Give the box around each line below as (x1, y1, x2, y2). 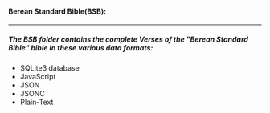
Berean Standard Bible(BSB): (8, 6, 107, 16)
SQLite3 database (19, 63, 80, 73)
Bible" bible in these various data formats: (8, 42, 153, 52)
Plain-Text (19, 97, 54, 107)
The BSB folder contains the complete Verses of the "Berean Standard (8, 34, 249, 44)
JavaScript (19, 72, 56, 82)
